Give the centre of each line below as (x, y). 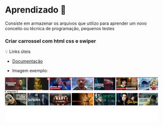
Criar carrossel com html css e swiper (50, 41)
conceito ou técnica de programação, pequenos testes (60, 28)
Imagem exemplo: (30, 71)
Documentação (27, 61)
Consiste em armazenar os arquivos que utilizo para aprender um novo (76, 23)
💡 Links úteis (18, 52)
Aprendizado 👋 (36, 10)
